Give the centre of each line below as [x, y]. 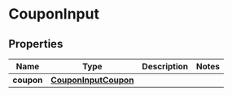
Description [165, 67]
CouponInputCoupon [92, 80]
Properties [36, 44]
